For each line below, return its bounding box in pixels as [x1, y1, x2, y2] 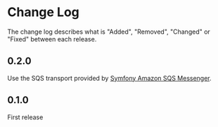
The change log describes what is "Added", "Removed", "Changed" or [7, 27, 211, 36]
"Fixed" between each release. [7, 34, 97, 43]
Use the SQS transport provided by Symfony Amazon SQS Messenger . [7, 74, 212, 82]
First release [7, 113, 44, 121]
